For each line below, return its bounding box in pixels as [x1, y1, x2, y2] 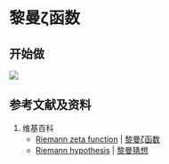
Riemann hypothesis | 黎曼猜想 [35, 144, 149, 155]
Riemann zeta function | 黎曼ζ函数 [35, 134, 160, 144]
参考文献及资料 [9, 98, 92, 113]
